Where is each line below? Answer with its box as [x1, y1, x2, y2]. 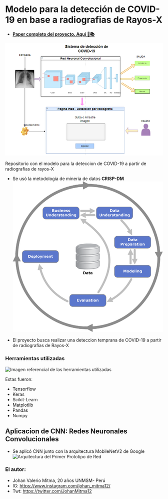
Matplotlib [12, 402, 33, 408]
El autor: [5, 466, 26, 473]
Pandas [12, 407, 28, 413]
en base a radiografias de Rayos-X [16, 14, 162, 26]
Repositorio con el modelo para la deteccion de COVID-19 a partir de [5, 160, 146, 167]
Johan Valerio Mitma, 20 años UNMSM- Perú [12, 477, 106, 483]
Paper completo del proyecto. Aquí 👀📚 [12, 31, 95, 37]
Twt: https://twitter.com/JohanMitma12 [12, 488, 92, 494]
